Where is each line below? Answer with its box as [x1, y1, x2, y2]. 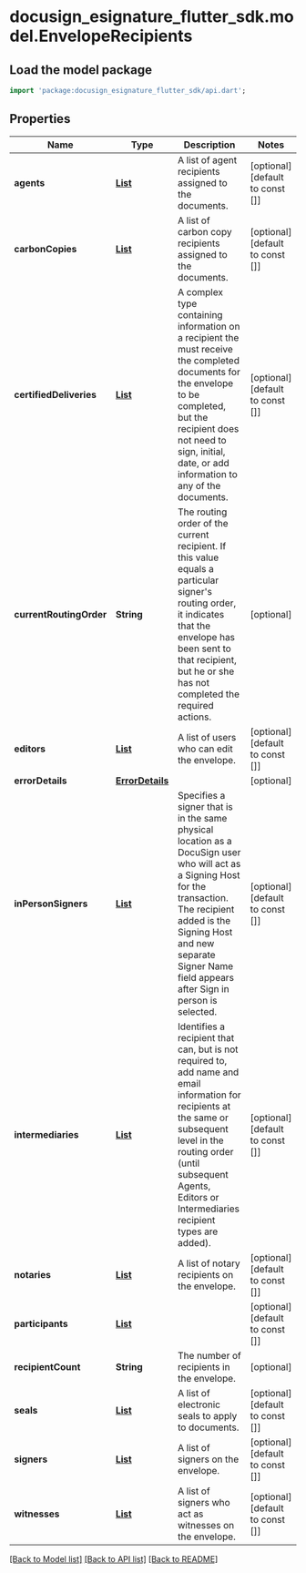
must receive [177, 342, 234, 355]
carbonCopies [14, 242, 77, 255]
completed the [177, 688, 240, 700]
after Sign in [177, 982, 229, 995]
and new [177, 936, 215, 949]
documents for [177, 365, 241, 378]
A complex [177, 285, 223, 298]
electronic [177, 1398, 221, 1411]
